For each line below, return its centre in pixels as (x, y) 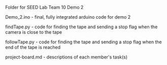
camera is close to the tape (34, 32)
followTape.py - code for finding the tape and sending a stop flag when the (83, 42)
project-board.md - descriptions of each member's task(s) (66, 57)
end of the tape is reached (33, 47)
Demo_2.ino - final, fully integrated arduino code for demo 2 (68, 17)
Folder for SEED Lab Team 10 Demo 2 (44, 7)
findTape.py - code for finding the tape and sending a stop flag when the (81, 27)
